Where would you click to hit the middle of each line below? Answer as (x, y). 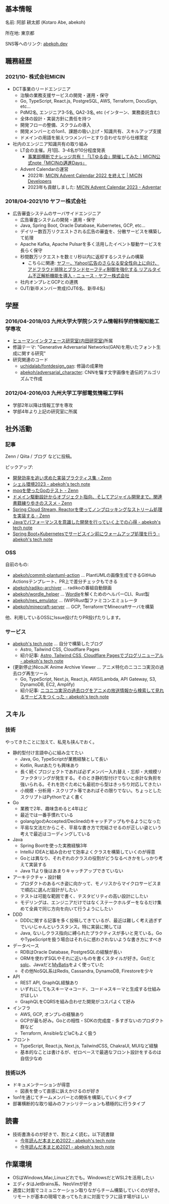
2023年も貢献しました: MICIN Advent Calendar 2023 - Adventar (94, 187)
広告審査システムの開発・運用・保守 (58, 219)
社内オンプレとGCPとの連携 (49, 282)
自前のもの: (17, 564)
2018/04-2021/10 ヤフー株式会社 (46, 201)
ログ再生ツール (33, 673)
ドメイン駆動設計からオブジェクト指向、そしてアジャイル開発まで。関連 (87, 497)
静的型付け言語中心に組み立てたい (48, 753)
